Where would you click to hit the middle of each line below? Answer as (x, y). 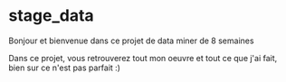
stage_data (51, 16)
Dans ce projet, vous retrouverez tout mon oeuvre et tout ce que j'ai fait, (143, 58)
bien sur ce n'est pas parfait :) (65, 68)
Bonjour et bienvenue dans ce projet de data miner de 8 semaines (131, 41)
